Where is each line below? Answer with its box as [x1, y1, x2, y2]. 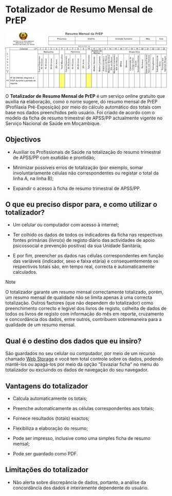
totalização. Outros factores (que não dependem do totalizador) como [5, 300, 154, 306]
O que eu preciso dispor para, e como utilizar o [5, 200, 158, 209]
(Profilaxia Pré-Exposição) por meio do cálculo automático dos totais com [5, 104, 161, 110]
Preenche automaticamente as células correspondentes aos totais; [12, 405, 155, 412]
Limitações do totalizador [5, 466, 89, 474]
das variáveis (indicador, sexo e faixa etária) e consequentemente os [12, 258, 159, 264]
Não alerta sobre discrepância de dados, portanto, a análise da [12, 479, 146, 485]
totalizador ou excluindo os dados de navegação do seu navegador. [5, 367, 149, 373]
